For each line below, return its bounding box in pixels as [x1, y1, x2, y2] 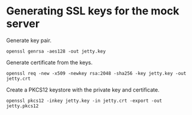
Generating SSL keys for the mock [6, 4, 180, 18]
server [6, 17, 40, 31]
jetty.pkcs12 [6, 103, 39, 109]
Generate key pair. [6, 37, 52, 44]
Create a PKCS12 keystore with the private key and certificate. [6, 86, 160, 93]
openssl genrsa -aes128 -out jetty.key [6, 48, 106, 55]
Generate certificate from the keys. [6, 59, 93, 66]
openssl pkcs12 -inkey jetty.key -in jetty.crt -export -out [6, 98, 163, 104]
